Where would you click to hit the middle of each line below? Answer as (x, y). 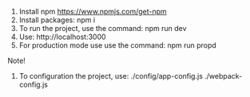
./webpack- (223, 76)
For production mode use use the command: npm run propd (117, 45)
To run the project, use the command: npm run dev (103, 28)
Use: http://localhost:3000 (62, 37)
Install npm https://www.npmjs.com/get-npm (93, 12)
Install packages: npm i (57, 20)
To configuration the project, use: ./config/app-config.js (111, 76)
